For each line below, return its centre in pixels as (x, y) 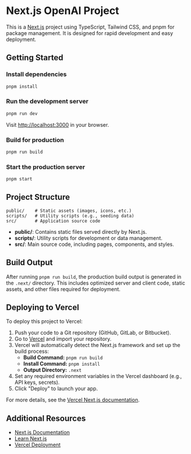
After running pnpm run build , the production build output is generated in (94, 276)
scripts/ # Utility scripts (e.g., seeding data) (70, 216)
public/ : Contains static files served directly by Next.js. (81, 231)
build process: (32, 351)
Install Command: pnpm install (62, 364)
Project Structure (38, 197)
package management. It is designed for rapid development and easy (90, 33)
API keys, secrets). (37, 382)
